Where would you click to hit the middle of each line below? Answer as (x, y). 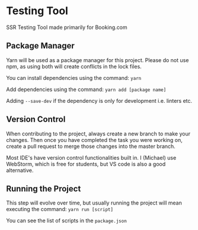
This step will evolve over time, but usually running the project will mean (94, 203)
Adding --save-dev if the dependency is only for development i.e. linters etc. (99, 101)
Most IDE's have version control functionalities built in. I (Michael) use (91, 157)
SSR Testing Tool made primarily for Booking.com (67, 27)
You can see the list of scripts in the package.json (67, 221)
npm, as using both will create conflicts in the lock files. (74, 66)
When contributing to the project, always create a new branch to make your (98, 134)
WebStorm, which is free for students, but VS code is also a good (86, 164)
